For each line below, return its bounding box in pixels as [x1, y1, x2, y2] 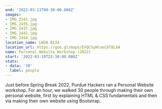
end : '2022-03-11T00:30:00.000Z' [5, 7, 75, 13]
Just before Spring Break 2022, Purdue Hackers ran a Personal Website [5, 82, 154, 88]
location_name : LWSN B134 [5, 40, 59, 45]
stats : [5, 59, 19, 64]
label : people [10, 68, 39, 73]
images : [5, 12, 22, 17]
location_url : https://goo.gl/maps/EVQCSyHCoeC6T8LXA [5, 45, 121, 50]
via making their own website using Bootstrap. [5, 98, 101, 103]
